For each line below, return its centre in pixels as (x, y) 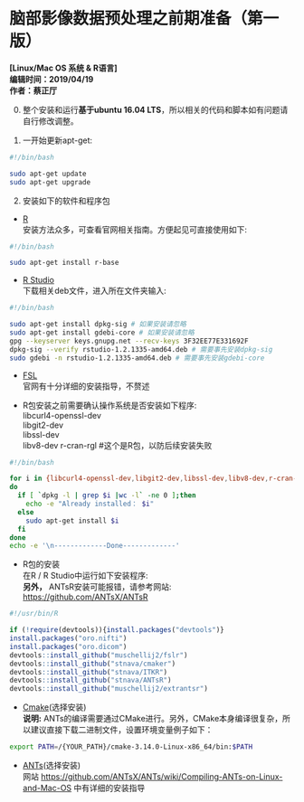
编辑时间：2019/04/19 (52, 79)
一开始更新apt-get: (57, 140)
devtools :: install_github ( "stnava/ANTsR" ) (90, 680)
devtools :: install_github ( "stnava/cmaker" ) (93, 664)
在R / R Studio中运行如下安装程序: (85, 576)
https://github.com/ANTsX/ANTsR (85, 597)
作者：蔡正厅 (33, 90)
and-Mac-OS (47, 788)
